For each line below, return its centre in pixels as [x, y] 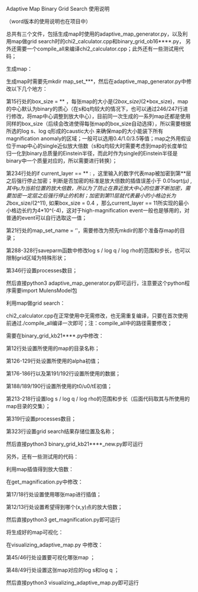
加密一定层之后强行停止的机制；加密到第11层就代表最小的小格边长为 [93, 195]
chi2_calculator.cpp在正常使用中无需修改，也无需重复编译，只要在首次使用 [97, 316]
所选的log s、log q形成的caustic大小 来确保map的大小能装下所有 [85, 131]
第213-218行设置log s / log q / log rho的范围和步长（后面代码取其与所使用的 [98, 399]
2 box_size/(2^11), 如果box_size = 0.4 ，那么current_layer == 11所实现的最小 [98, 203]
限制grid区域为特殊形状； [37, 258]
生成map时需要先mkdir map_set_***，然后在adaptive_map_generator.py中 [96, 81]
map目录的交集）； [28, 406]
